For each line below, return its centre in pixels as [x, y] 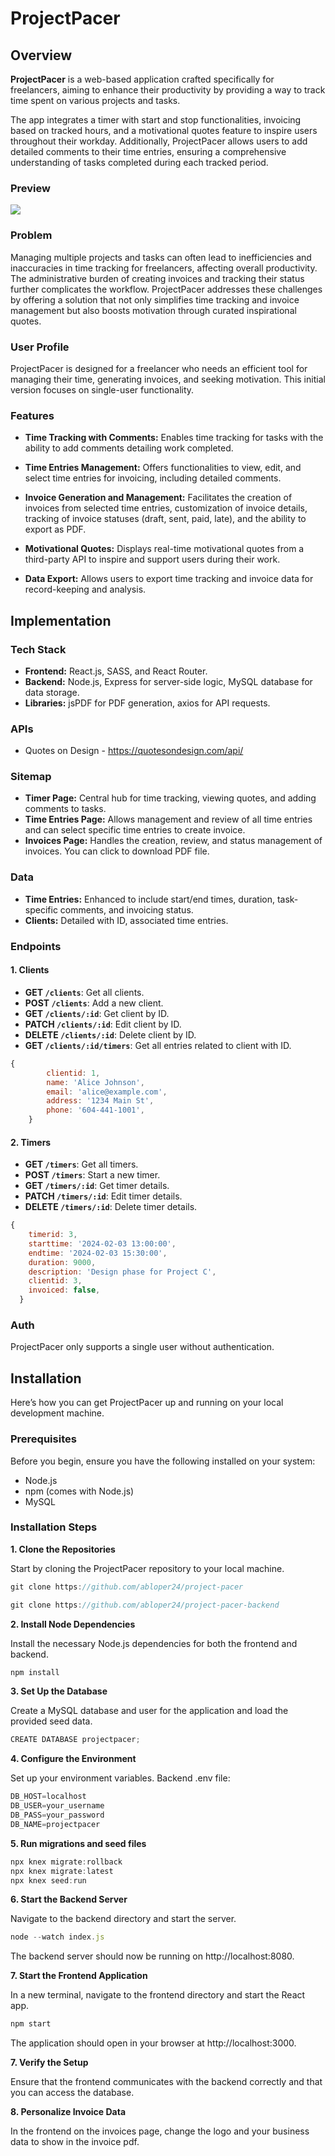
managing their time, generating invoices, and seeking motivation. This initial [168, 379]
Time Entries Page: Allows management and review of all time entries [168, 819]
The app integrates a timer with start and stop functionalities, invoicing [156, 120]
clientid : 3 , [55, 1281]
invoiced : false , [64, 1290]
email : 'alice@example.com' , [107, 1092]
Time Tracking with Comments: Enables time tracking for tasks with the [174, 438]
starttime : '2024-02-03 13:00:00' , [102, 1243]
